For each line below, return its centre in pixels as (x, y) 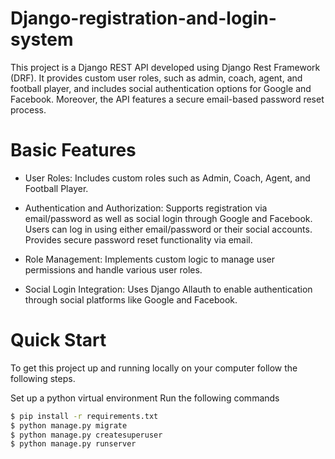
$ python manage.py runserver (73, 444)
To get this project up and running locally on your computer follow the (154, 368)
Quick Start (58, 340)
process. (28, 109)
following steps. (43, 378)
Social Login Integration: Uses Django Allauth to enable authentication (168, 289)
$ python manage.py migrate (69, 425)
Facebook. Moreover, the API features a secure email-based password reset (167, 99)
